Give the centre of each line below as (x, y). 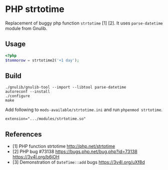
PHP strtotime (35, 9)
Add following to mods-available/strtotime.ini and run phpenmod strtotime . (84, 110)
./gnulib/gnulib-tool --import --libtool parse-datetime (66, 87)
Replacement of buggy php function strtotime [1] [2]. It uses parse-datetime (84, 23)
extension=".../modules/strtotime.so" (45, 119)
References (23, 134)
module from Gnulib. (26, 28)
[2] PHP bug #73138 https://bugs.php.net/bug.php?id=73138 (75, 151)
